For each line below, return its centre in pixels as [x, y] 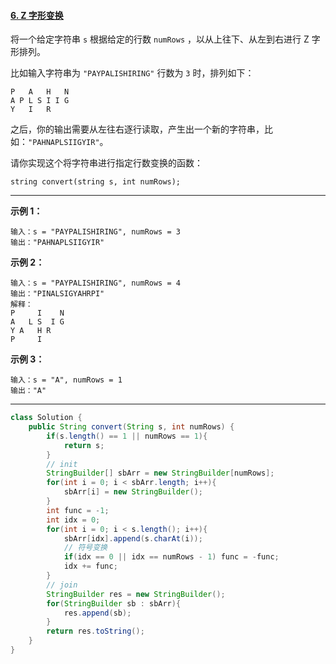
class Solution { [46, 418]
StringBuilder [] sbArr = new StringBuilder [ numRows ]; [160, 473]
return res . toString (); [95, 631]
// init [62, 464]
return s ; [84, 445]
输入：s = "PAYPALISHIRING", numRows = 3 [95, 232]
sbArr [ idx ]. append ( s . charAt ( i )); [133, 538]
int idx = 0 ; [73, 520]
